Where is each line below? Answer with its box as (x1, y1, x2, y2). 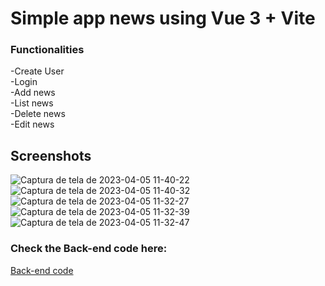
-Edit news (10, 118, 55, 131)
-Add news (10, 87, 56, 99)
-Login (10, 76, 38, 88)
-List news (10, 97, 54, 109)
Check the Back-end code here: (10, 242, 168, 256)
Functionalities (10, 43, 85, 57)
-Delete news (10, 108, 66, 120)
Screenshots (10, 147, 92, 164)
